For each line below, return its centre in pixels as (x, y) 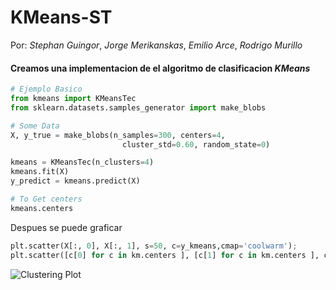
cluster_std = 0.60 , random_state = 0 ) (196, 144)
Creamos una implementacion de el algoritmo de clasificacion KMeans (160, 68)
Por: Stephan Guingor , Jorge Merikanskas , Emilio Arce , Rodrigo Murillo (156, 45)
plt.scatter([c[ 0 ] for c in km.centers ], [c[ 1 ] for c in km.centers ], (165, 255)
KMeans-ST (61, 17)
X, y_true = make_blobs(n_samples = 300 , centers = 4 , (118, 135)
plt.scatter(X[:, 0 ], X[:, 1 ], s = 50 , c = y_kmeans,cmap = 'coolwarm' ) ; (154, 246)
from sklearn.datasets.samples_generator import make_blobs (138, 107)
